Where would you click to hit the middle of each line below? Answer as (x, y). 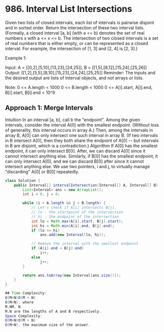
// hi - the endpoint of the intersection (75, 217)
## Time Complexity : (26, 293)
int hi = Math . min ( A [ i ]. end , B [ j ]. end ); (73, 226)
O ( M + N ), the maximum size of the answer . (48, 325)
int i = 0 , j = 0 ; (41, 194)
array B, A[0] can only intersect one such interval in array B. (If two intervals (82, 135)
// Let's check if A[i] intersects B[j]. (74, 208)
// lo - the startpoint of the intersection (77, 212)
